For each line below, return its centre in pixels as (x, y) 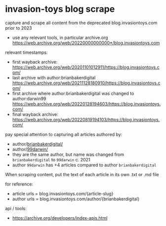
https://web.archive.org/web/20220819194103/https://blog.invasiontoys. (86, 119)
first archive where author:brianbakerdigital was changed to (73, 93)
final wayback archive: (35, 114)
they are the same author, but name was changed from (68, 154)
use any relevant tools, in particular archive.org (60, 38)
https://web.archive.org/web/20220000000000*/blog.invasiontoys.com (86, 42)
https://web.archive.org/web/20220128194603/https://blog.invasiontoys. (86, 104)
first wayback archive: (35, 62)
